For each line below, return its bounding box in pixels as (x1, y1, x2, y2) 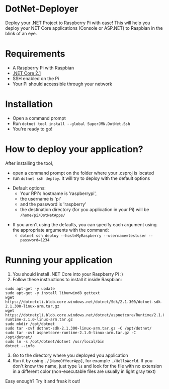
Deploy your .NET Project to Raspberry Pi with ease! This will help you (5, 20, 150, 26)
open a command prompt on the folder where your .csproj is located (12, 170, 154, 176)
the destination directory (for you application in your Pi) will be (20, 206, 149, 212)
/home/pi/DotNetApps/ (20, 213, 65, 218)
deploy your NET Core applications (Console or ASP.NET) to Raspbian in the (5, 25, 163, 31)
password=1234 (20, 237, 50, 242)
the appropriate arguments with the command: (12, 227, 109, 233)
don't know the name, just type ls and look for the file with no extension (12, 363, 162, 369)
